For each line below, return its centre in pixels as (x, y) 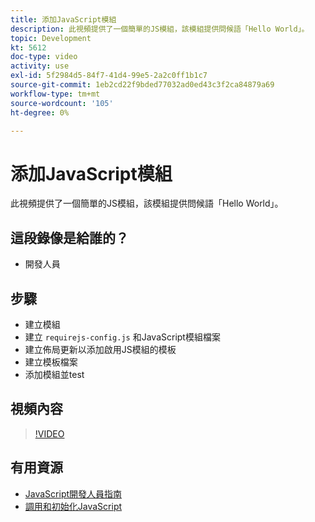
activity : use (40, 66)
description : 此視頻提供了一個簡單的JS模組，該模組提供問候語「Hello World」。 (160, 29)
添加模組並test (54, 374)
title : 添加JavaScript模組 (63, 19)
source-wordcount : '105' (62, 103)
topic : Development (51, 38)
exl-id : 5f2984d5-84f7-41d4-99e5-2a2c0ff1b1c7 (109, 76)
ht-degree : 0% (40, 112)
